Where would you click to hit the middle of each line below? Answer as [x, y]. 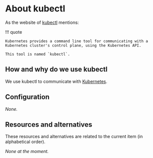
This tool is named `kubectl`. [38, 54]
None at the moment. [27, 152]
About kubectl [35, 9]
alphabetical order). [25, 142]
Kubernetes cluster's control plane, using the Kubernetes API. [73, 45]
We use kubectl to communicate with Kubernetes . [56, 81]
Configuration [27, 97]
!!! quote [14, 32]
